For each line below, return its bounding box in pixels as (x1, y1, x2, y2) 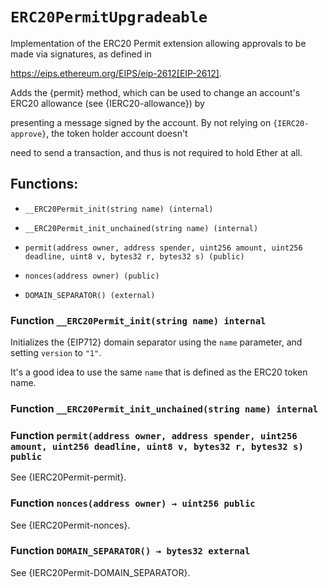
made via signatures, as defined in (10, 48, 152, 60)
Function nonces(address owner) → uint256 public (10, 496, 256, 510)
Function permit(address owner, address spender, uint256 (10, 428, 298, 442)
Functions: (10, 176, 79, 193)
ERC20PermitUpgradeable (10, 8, 208, 27)
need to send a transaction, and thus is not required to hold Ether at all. (10, 146, 303, 158)
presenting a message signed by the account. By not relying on (10, 116, 272, 128)
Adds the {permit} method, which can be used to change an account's (10, 86, 301, 98)
